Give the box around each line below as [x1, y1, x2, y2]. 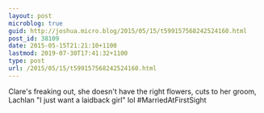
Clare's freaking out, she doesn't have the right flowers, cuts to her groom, [8, 86, 257, 96]
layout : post [8, 11, 52, 20]
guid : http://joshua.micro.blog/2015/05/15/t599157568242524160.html [8, 27, 248, 35]
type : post [8, 57, 45, 65]
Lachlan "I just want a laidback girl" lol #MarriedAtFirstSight [8, 94, 207, 105]
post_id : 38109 [8, 34, 60, 43]
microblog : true [8, 19, 63, 27]
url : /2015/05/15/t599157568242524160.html [8, 65, 157, 73]
